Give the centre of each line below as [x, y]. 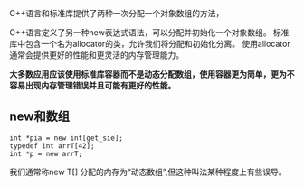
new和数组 [40, 117]
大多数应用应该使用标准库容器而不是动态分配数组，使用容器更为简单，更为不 [152, 74]
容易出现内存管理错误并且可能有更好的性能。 [93, 85]
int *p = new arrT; [46, 153]
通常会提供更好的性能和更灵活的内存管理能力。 [96, 55]
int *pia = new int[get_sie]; [66, 138]
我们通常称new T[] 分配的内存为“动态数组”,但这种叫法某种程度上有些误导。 [148, 172]
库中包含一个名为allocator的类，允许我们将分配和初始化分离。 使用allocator [150, 44]
